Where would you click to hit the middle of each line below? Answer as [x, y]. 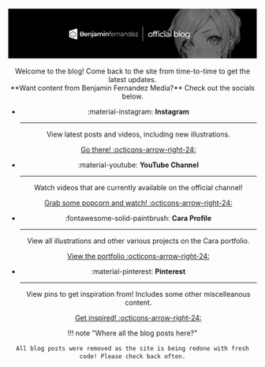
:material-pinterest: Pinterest [138, 271]
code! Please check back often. [132, 356]
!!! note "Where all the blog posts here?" [132, 333]
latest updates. [132, 79]
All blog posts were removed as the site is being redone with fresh [132, 348]
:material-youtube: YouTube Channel [138, 165]
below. [132, 96]
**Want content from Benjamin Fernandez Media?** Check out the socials [132, 88]
